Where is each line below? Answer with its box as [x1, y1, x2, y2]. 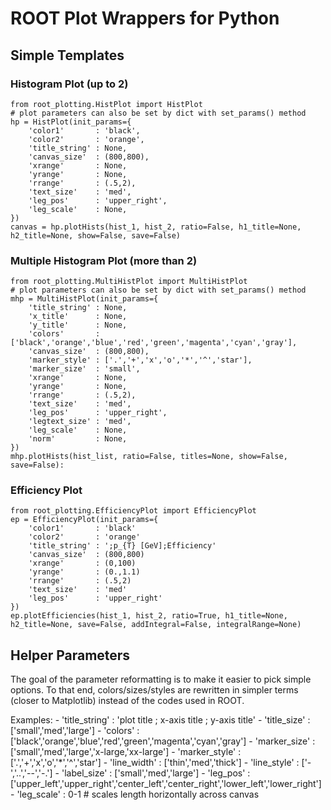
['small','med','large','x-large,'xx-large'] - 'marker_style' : [10, 746, 242, 758]
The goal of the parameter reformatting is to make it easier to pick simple [10, 673, 312, 686]
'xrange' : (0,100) [28, 558, 137, 569]
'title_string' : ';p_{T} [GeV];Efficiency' [28, 541, 217, 551]
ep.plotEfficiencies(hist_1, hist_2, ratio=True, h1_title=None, [10, 611, 288, 621]
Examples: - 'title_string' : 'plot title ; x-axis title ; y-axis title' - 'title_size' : [10, 714, 311, 726]
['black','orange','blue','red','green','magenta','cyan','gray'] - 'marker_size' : [10, 735, 316, 747]
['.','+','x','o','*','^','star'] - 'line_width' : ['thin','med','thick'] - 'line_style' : [10, 757, 300, 769]
